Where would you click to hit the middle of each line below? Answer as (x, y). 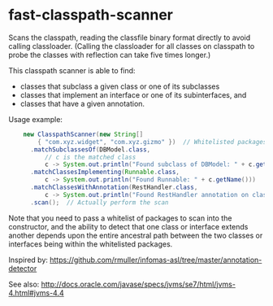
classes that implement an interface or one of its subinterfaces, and (133, 94)
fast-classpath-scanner (91, 15)
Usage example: (36, 119)
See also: (24, 284)
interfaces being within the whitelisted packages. (91, 244)
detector (23, 268)
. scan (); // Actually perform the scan (99, 202)
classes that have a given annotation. (82, 103)
